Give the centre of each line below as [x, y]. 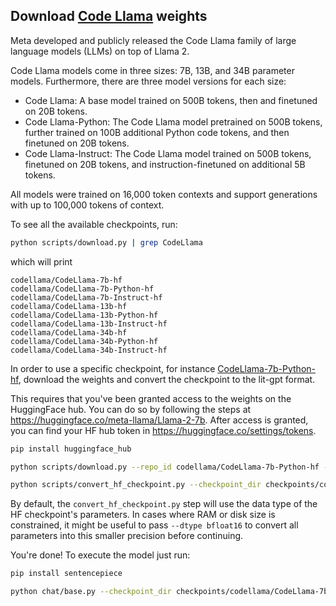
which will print [41, 261]
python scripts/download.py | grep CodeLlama [106, 242]
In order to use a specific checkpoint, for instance [113, 368]
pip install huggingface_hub [71, 449]
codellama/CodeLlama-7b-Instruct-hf [86, 297]
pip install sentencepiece [66, 574]
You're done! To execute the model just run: [100, 555]
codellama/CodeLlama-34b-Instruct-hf [89, 350]
